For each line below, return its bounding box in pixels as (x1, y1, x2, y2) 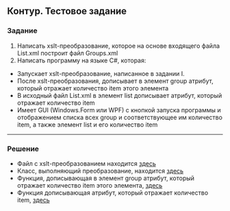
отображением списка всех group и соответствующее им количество (16, 113, 222, 121)
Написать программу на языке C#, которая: (16, 56, 146, 64)
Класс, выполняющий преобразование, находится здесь (16, 166, 183, 175)
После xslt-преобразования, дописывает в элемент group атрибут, (16, 77, 214, 85)
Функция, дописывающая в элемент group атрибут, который (16, 174, 195, 182)
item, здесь (16, 195, 50, 204)
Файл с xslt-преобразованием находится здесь (16, 159, 156, 167)
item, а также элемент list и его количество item (16, 120, 158, 129)
